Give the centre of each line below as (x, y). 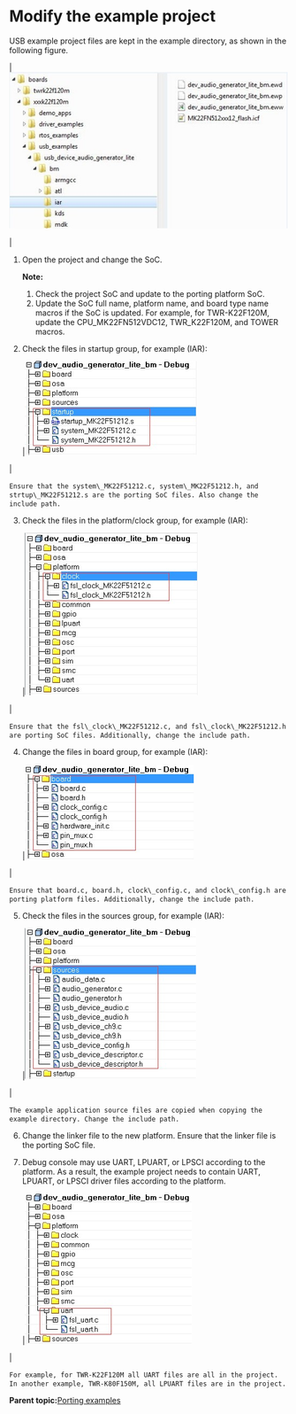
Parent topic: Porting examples (65, 1400)
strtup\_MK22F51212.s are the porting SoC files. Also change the (134, 495)
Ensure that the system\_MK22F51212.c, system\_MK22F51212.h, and (134, 486)
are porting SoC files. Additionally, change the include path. (130, 735)
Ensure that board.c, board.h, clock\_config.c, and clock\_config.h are (148, 890)
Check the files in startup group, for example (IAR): (114, 348)
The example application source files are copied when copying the (136, 1110)
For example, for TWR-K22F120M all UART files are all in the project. (144, 1375)
